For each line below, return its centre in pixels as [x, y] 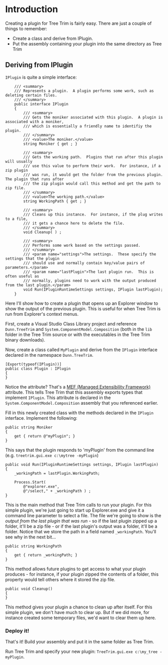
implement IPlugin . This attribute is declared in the [58, 398]
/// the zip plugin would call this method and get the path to [92, 183]
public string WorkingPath [33, 546]
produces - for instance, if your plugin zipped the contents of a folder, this [82, 574]
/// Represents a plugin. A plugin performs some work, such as [84, 91]
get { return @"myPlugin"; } [45, 436]
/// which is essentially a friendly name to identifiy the [88, 126]
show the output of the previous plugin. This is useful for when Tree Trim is [83, 308]
